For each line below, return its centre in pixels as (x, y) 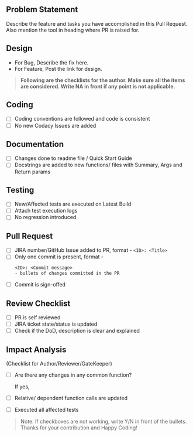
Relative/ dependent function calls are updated (71, 398)
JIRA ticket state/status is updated (56, 324)
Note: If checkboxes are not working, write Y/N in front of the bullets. (104, 422)
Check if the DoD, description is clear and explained (77, 331)
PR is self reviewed (37, 317)
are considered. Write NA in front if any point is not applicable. (98, 86)
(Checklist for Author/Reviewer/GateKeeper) (59, 364)
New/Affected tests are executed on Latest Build (73, 204)
